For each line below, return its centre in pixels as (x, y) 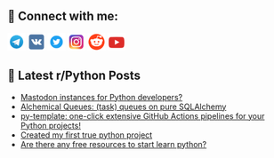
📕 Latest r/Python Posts (74, 76)
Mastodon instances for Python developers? (101, 97)
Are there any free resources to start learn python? (113, 144)
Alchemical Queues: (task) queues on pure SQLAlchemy (123, 107)
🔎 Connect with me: (63, 16)
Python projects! (50, 125)
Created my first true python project (86, 135)
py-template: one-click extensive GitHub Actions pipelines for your (142, 115)
